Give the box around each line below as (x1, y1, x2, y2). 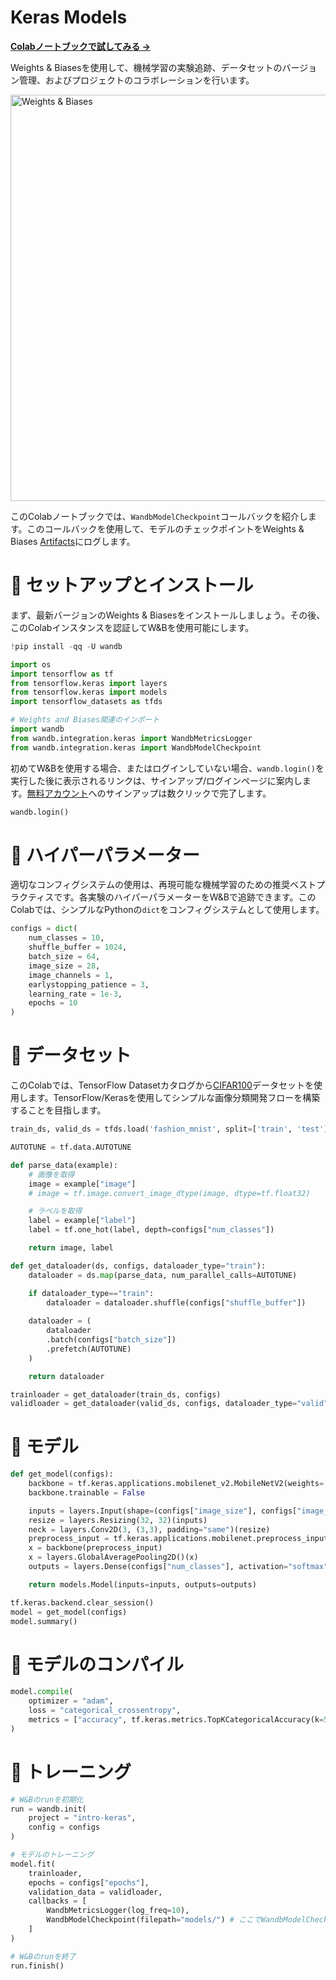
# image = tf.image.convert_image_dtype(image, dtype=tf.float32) (28, 1188, 311, 1198)
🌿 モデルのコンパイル (10, 1653, 185, 1676)
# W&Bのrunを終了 (10, 1951, 77, 1961)
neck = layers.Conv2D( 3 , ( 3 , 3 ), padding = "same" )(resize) (28, 1524, 271, 1535)
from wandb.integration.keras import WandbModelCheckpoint (10, 742, 262, 753)
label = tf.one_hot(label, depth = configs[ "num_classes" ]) (28, 1225, 275, 1235)
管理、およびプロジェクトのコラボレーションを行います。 (18, 74, 255, 86)
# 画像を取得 (28, 1169, 75, 1180)
